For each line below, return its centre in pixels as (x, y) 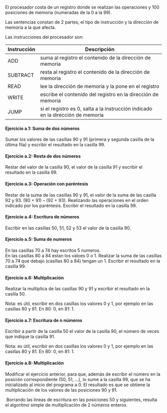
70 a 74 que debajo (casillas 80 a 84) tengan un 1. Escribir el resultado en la (83, 261)
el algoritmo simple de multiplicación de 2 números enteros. (66, 405)
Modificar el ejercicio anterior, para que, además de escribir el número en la (83, 374)
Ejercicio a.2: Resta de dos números (43, 156)
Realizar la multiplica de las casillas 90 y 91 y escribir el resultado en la (78, 289)
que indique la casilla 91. (30, 337)
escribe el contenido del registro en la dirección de (99, 94)
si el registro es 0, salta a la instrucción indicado (96, 109)
